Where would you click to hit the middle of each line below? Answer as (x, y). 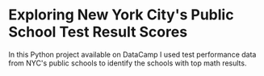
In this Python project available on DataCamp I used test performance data (132, 54)
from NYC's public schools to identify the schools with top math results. (128, 63)
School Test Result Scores (98, 32)
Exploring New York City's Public (121, 15)
